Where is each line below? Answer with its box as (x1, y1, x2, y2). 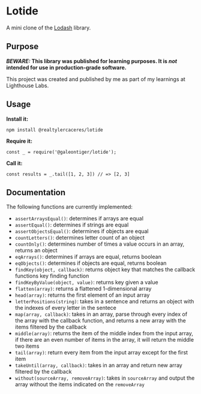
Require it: (6, 137, 33, 145)
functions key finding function (14, 272, 89, 280)
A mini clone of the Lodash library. (6, 24, 91, 31)
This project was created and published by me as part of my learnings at (6, 75, 186, 82)
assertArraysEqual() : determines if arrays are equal (14, 215, 144, 222)
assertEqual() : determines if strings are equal (14, 221, 129, 229)
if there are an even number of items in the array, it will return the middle (14, 336, 194, 344)
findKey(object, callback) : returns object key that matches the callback (14, 266, 196, 273)
